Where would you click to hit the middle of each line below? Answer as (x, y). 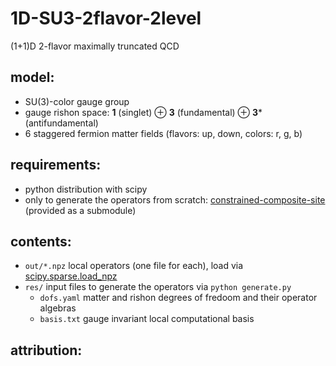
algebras (58, 308)
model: (32, 77)
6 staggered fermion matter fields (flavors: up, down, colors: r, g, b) (163, 133)
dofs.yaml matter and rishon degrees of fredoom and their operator (178, 298)
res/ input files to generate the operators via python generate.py (158, 287)
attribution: (46, 350)
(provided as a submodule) (80, 210)
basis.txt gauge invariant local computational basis (147, 319)
